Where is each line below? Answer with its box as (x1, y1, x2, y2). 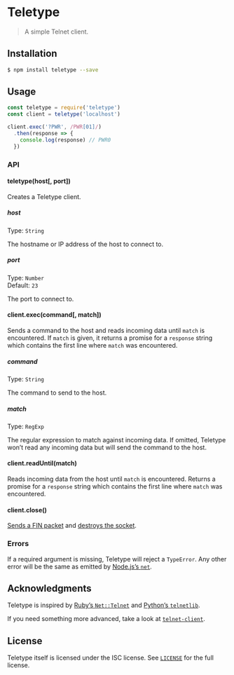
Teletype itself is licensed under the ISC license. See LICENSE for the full (7, 653, 214, 662)
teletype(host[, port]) (7, 177, 71, 186)
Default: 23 (7, 281, 39, 289)
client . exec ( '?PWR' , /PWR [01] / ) (7, 123, 102, 130)
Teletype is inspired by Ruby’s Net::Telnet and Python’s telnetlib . (7, 601, 200, 610)
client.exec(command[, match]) (7, 311, 102, 319)
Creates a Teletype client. (7, 192, 82, 200)
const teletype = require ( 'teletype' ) (7, 104, 121, 111)
